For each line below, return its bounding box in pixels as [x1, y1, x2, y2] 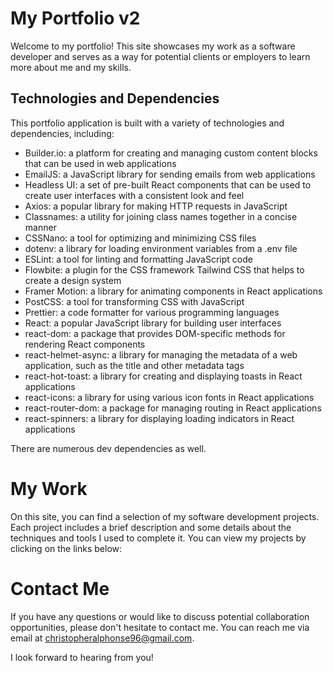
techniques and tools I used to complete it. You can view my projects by [10, 532, 307, 544]
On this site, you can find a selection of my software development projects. [10, 510, 320, 522]
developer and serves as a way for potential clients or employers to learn [10, 50, 311, 62]
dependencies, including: [10, 127, 115, 139]
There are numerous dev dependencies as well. [10, 442, 207, 454]
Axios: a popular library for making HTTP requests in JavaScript [24, 200, 288, 212]
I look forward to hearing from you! [10, 651, 154, 663]
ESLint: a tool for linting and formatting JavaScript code [24, 253, 253, 265]
